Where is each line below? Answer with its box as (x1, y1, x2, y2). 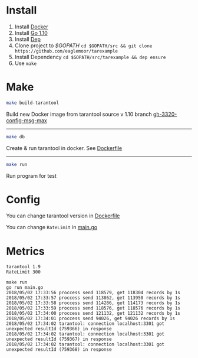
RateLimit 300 (6, 269, 41, 275)
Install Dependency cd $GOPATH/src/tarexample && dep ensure (14, 53, 166, 60)
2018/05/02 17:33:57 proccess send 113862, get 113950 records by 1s (6, 295, 181, 301)
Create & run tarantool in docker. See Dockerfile (6, 144, 123, 151)
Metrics (6, 245, 45, 258)
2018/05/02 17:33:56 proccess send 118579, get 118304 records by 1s (6, 290, 181, 296)
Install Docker (14, 23, 48, 30)
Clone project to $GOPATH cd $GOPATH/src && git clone (14, 42, 153, 49)
